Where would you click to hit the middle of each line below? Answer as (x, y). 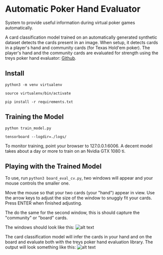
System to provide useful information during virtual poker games (70, 23)
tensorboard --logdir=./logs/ (36, 137)
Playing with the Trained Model (53, 166)
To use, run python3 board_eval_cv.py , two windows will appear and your (79, 178)
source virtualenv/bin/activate (38, 93)
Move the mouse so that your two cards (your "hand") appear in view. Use (80, 193)
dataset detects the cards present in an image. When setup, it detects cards (81, 42)
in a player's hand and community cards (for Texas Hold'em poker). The (78, 47)
